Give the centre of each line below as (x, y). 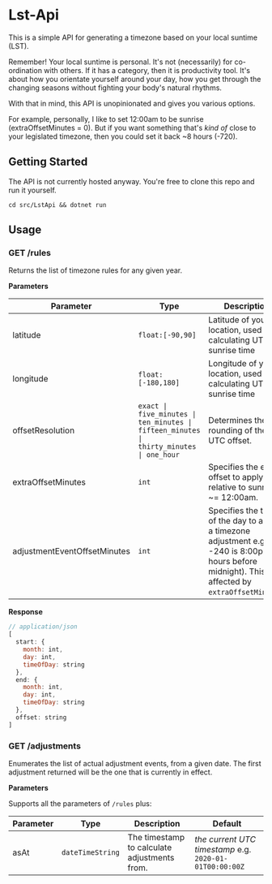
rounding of (231, 430)
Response (25, 612)
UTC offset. (230, 441)
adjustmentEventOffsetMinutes (72, 551)
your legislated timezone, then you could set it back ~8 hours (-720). (123, 136)
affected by (230, 582)
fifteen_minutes (169, 431)
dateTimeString (90, 852)
